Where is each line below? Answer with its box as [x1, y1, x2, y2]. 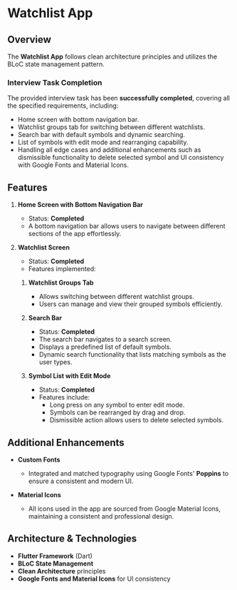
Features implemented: [28, 265, 96, 273]
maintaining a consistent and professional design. [28, 512, 174, 520]
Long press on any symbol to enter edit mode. [49, 401, 185, 410]
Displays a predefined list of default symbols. [38, 342, 172, 351]
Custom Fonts [17, 455, 60, 464]
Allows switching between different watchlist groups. [38, 293, 194, 301]
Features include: [38, 393, 90, 402]
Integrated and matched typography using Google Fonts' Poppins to [28, 469, 229, 477]
